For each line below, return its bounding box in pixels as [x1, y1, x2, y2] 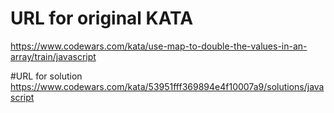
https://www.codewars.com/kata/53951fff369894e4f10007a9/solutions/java [10, 80, 325, 92]
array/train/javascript [10, 50, 97, 62]
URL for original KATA [10, 7, 194, 30]
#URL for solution [10, 70, 83, 82]
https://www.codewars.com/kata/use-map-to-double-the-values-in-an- [10, 40, 308, 52]
